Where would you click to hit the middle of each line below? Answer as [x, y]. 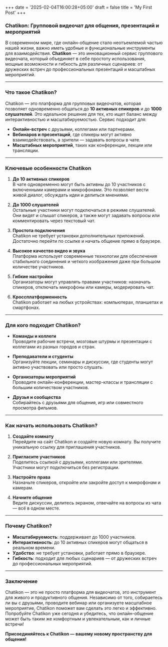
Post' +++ [15, 13]
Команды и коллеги [34, 336]
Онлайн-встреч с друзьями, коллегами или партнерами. [74, 129]
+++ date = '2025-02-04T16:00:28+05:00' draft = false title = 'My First [79, 7]
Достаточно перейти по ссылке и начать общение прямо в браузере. [87, 241]
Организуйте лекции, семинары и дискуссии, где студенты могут [83, 362]
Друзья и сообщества [36, 397]
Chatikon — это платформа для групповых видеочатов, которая [73, 103]
